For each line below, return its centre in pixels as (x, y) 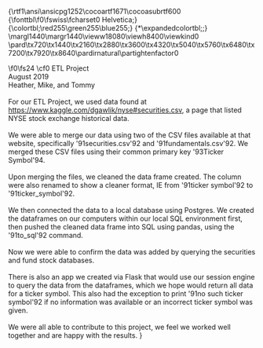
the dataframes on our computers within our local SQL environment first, (126, 218)
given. (18, 310)
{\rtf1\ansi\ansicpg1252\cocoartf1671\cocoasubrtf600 (95, 11)
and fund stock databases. (51, 260)
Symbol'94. (27, 160)
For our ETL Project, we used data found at (78, 102)
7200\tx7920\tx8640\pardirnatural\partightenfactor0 (93, 53)
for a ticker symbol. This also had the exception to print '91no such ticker (126, 293)
